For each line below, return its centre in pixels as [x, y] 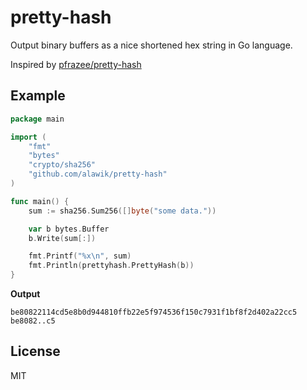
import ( [28, 137]
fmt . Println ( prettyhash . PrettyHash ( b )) [111, 266]
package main [37, 119]
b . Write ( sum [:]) [62, 238]
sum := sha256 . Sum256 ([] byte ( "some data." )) [122, 211]
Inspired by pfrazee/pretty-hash [76, 64]
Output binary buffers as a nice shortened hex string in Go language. [151, 45]
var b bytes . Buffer [69, 229]
